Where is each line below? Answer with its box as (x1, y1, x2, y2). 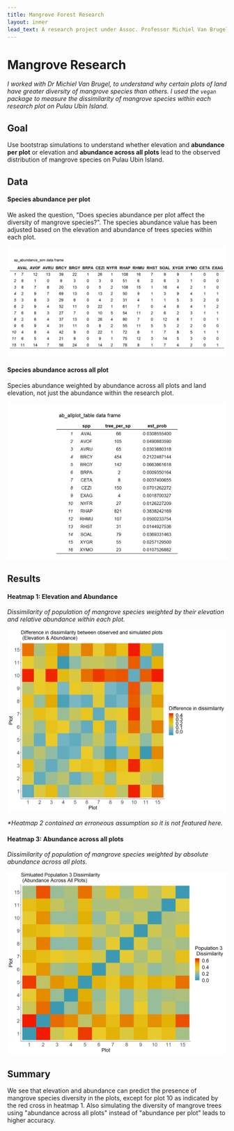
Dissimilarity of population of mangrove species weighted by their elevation (7, 608, 224, 616)
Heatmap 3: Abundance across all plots (7, 834, 124, 843)
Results (7, 573, 41, 585)
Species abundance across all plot (7, 366, 109, 374)
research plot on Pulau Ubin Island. (7, 102, 109, 111)
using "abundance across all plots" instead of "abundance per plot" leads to (7, 1108, 226, 1117)
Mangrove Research (7, 56, 127, 72)
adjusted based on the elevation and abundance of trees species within (7, 225, 212, 233)
